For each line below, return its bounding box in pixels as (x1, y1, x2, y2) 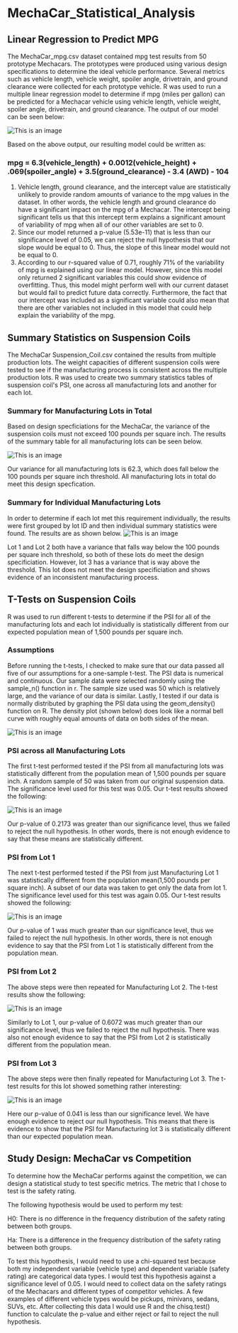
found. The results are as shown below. (7, 529, 123, 537)
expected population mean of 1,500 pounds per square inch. (7, 627, 184, 636)
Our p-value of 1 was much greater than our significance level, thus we (7, 926, 214, 935)
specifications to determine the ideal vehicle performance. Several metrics (7, 68, 225, 75)
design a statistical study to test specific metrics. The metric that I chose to (7, 1179, 227, 1187)
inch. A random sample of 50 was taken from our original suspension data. (7, 777, 225, 786)
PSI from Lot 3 (7, 1058, 57, 1068)
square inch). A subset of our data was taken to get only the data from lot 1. (7, 883, 227, 892)
